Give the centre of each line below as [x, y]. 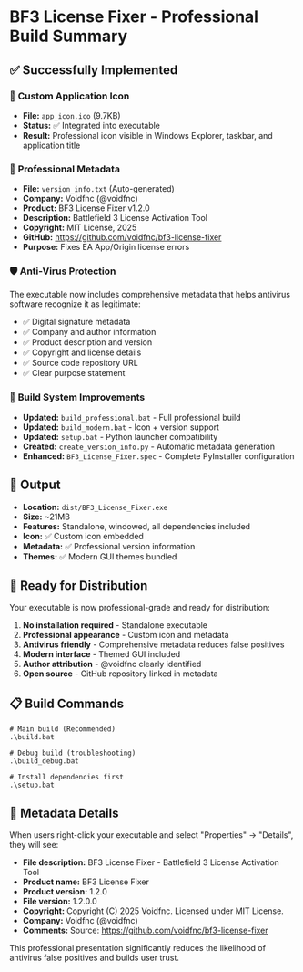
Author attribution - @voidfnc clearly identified [112, 664]
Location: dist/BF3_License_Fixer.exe [95, 507]
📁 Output [35, 485]
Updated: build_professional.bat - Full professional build [131, 417]
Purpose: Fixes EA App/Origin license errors [106, 247]
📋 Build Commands [67, 703]
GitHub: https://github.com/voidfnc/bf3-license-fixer [122, 237]
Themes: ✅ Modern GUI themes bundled [100, 556]
